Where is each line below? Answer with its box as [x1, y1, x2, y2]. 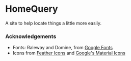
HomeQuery [5, 3, 58, 15]
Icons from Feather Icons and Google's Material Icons [12, 50, 126, 56]
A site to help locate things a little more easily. [5, 20, 102, 26]
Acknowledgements [5, 33, 57, 40]
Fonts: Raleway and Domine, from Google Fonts [12, 45, 113, 51]
